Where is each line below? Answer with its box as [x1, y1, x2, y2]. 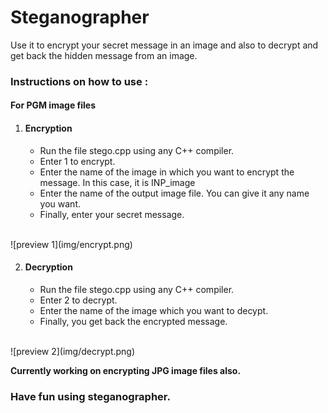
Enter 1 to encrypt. [39, 155, 116, 167]
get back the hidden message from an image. [10, 49, 198, 61]
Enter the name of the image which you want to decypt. [39, 304, 269, 316]
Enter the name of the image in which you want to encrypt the [39, 166, 295, 178]
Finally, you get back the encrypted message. [39, 315, 228, 327]
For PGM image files [10, 99, 97, 111]
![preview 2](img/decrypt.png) [10, 345, 136, 357]
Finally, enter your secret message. [39, 208, 185, 220]
